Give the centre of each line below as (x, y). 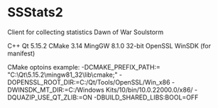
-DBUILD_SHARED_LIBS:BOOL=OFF (146, 97)
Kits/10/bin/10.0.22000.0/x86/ (149, 90)
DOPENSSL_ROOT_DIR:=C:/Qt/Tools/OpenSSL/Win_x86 (89, 82)
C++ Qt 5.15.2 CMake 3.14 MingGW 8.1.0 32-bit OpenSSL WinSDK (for (109, 45)
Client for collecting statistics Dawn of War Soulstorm (86, 32)
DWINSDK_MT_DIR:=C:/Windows (56, 90)
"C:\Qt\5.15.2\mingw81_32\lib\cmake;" (62, 75)
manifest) (21, 53)
